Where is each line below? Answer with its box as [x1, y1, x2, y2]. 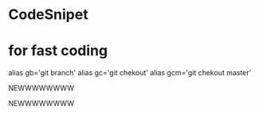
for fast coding [8, 42, 108, 60]
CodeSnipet [8, 6, 89, 24]
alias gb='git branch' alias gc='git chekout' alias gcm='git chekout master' [8, 68, 252, 78]
